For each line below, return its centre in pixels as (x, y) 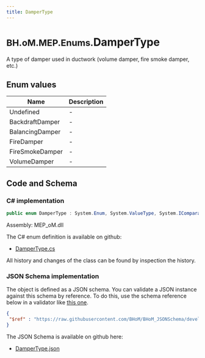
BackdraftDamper (35, 122)
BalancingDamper (35, 132)
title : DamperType (30, 12)
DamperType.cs (35, 248)
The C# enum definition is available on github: (64, 237)
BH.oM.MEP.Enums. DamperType (83, 42)
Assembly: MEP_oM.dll (35, 225)
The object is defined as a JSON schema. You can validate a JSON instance (102, 290)
